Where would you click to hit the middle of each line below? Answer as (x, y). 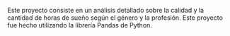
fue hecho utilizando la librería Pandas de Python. (80, 25)
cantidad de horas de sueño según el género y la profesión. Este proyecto (115, 18)
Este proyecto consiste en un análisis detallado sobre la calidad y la (105, 10)
